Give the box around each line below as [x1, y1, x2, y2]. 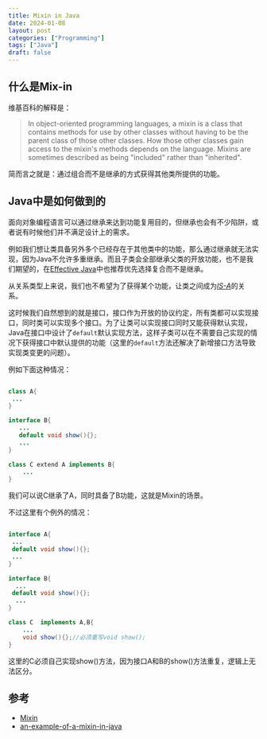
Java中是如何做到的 [8, 194, 106, 208]
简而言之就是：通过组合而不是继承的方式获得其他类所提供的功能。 [8, 169, 224, 178]
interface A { [8, 530, 52, 538]
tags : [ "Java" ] [8, 41, 59, 49]
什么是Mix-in [8, 80, 73, 94]
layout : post [8, 26, 52, 34]
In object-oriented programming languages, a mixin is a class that [27, 119, 243, 128]
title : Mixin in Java [8, 11, 80, 20]
